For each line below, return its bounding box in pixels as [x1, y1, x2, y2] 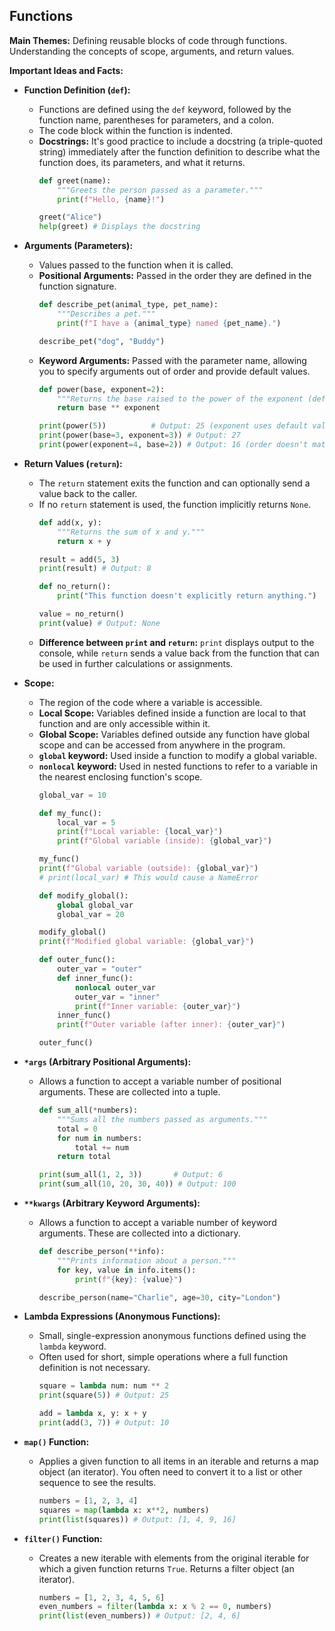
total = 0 [57, 1124, 98, 1134]
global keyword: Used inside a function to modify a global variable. [38, 749, 317, 761]
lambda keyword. [38, 1340, 107, 1353]
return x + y [57, 536, 112, 546]
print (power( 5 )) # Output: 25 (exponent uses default [38, 421, 309, 431]
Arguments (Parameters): [23, 240, 134, 252]
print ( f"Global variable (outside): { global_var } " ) [38, 864, 259, 874]
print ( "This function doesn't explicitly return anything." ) [57, 591, 317, 601]
